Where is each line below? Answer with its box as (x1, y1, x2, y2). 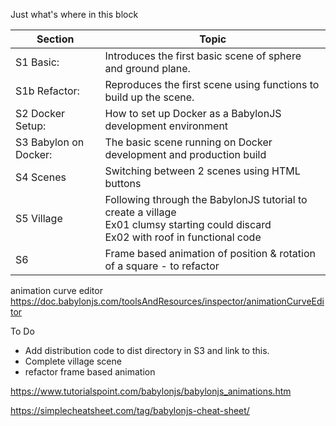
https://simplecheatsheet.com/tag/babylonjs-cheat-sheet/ (10, 405, 250, 416)
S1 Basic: (15, 55, 60, 69)
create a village (104, 205, 177, 219)
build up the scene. (104, 90, 195, 104)
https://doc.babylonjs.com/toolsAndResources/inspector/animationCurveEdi (10, 295, 325, 307)
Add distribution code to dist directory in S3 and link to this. (24, 345, 270, 356)
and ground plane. (104, 62, 191, 75)
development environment (104, 119, 229, 133)
